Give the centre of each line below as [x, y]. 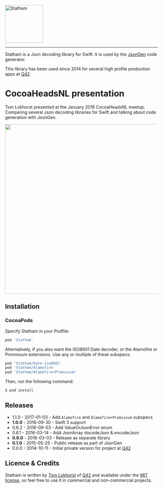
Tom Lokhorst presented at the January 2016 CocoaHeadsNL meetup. [75, 107]
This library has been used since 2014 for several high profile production [78, 69]
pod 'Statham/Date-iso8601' [33, 363]
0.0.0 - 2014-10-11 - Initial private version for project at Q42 [71, 448]
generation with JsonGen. [31, 117]
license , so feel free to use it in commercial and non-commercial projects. [79, 480]
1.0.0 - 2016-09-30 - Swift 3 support [49, 422]
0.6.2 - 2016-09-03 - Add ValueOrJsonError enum [62, 427]
